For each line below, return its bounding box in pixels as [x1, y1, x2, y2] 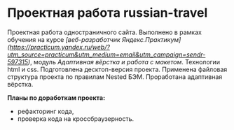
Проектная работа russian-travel [7, 5, 208, 21]
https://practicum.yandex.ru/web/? [9, 43, 111, 51]
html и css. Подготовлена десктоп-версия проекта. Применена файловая [7, 65, 228, 73]
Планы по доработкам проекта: [7, 93, 106, 102]
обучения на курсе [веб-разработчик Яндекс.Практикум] [7, 35, 181, 43]
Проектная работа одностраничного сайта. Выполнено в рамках [7, 28, 202, 36]
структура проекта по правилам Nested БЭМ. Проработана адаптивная [7, 72, 223, 81]
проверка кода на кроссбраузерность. [17, 114, 135, 123]
